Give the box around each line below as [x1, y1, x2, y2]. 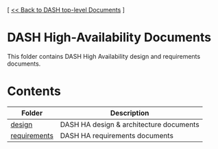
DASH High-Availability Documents [7, 30, 211, 45]
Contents [7, 83, 62, 99]
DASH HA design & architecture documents [60, 120, 200, 129]
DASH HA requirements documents [60, 131, 173, 140]
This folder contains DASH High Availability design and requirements [7, 52, 201, 60]
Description [110, 108, 149, 118]
